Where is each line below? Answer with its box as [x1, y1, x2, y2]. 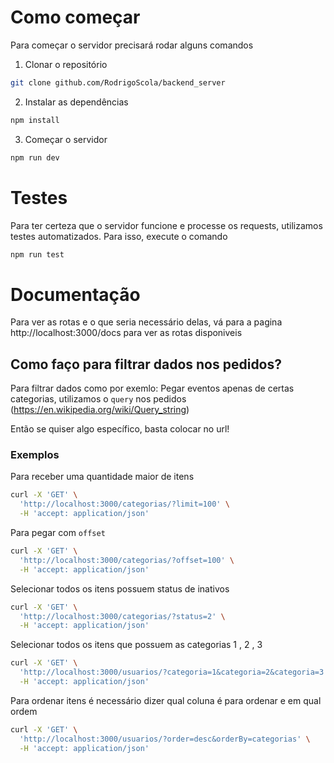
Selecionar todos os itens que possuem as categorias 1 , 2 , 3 [10, 639, 263, 651]
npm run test [10, 249, 65, 260]
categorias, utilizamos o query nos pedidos [10, 393, 187, 405]
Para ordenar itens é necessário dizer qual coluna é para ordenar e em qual [10, 694, 322, 706]
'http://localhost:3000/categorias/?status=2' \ [19, 611, 226, 621]
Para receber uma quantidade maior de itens [10, 471, 195, 483]
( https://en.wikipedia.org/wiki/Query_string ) [10, 404, 190, 416]
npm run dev [10, 152, 60, 163]
